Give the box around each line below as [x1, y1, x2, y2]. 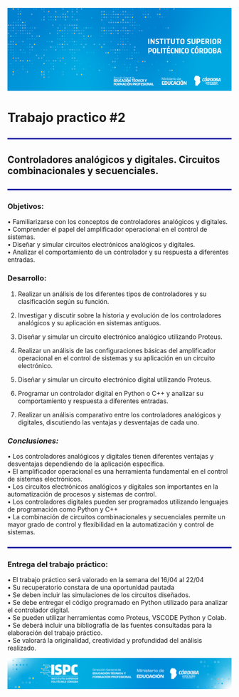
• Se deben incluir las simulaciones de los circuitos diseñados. [7, 591, 191, 599]
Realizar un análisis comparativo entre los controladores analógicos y [17, 410, 221, 419]
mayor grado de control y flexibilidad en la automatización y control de [7, 520, 215, 529]
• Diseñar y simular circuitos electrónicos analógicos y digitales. [7, 240, 196, 249]
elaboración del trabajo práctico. [7, 629, 103, 637]
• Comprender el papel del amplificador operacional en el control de [7, 225, 208, 234]
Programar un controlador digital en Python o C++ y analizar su [17, 389, 204, 397]
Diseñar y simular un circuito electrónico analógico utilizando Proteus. [17, 332, 223, 341]
